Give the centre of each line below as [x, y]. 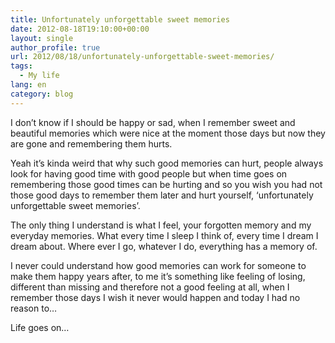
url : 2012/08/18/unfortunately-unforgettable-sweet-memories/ [142, 57]
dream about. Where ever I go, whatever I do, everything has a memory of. [164, 246]
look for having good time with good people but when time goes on [149, 173]
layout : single [42, 38]
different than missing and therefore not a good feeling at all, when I [150, 287]
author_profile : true [55, 47]
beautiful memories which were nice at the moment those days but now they [168, 133]
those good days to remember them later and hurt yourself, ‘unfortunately [162, 195]
